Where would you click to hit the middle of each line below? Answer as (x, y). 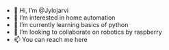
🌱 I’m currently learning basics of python (71, 25)
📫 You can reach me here (50, 40)
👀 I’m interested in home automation (64, 18)
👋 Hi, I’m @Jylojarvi (41, 10)
